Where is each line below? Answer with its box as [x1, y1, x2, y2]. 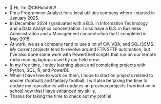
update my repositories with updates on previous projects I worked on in [9, 83, 156, 88]
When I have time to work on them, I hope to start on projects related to [9, 73, 154, 78]
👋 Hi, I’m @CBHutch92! [9, 5, 57, 10]
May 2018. [9, 36, 31, 42]
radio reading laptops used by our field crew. [9, 57, 100, 62]
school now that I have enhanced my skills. [9, 88, 96, 94]
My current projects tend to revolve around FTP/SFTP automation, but [9, 47, 150, 52]
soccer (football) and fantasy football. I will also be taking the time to [9, 78, 148, 83]
